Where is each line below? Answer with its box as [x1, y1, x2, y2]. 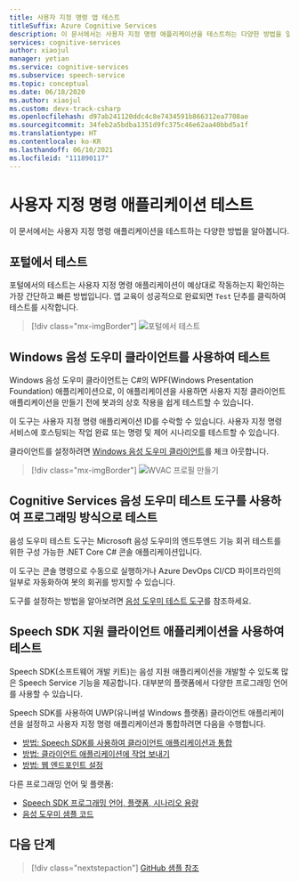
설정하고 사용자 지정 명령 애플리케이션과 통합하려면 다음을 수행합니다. [25, 718, 266, 729]
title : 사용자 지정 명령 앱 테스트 [9, 12, 121, 22]
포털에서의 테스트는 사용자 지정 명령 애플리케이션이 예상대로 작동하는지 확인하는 [9, 279, 286, 290]
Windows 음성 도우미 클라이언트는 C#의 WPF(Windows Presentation [9, 375, 254, 385]
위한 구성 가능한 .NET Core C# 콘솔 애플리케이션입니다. [9, 546, 203, 557]
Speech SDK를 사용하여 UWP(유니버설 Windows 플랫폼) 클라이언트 [9, 707, 246, 717]
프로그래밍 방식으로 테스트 [22, 510, 158, 525]
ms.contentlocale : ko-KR [9, 137, 101, 146]
